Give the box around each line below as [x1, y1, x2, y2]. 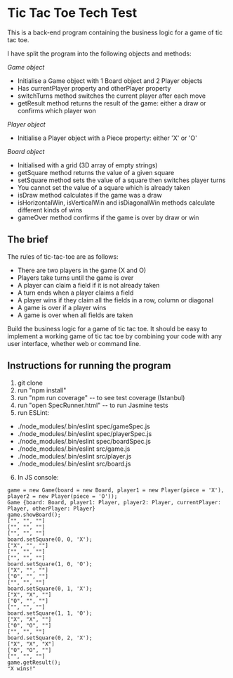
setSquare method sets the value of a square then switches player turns [17, 176, 226, 184]
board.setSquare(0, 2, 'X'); [7, 634, 93, 641]
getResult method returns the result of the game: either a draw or [17, 98, 206, 107]
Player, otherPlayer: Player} [7, 505, 96, 512]
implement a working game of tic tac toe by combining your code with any [7, 332, 222, 340]
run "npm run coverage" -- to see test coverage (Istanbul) [17, 393, 185, 402]
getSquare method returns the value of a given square [17, 168, 175, 177]
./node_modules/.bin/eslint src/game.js [17, 444, 131, 453]
